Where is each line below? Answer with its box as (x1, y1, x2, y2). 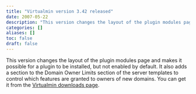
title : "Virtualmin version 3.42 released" (6, 8, 114, 15)
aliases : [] (6, 30, 35, 36)
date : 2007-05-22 (6, 14, 48, 20)
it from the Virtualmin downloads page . (6, 81, 100, 88)
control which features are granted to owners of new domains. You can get (6, 75, 186, 82)
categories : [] (6, 24, 43, 31)
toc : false (6, 35, 33, 41)
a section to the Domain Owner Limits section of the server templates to (6, 69, 179, 76)
